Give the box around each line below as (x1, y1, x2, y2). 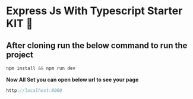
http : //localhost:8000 (6, 87, 62, 93)
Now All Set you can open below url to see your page (6, 76, 139, 83)
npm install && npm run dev (6, 65, 76, 71)
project (6, 49, 34, 60)
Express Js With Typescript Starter (6, 4, 183, 18)
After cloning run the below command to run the (6, 40, 188, 50)
